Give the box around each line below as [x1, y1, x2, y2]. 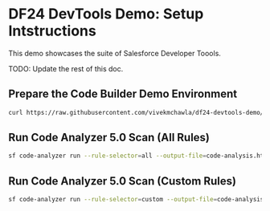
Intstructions [8, 22, 96, 40]
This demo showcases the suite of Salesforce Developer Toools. [8, 48, 221, 58]
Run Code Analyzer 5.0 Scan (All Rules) [8, 131, 211, 144]
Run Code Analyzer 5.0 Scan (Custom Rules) [8, 174, 237, 188]
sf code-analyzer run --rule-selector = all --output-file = [8, 152, 207, 160]
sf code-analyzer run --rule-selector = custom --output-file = [8, 196, 218, 204]
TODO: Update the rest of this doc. [8, 63, 124, 73]
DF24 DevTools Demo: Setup [8, 5, 204, 23]
